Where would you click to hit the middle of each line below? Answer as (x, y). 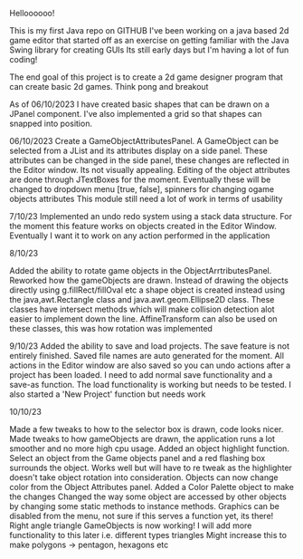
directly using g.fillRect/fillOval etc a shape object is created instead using (147, 290)
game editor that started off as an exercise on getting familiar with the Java (149, 40)
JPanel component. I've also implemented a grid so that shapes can (136, 114)
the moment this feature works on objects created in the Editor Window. (143, 226)
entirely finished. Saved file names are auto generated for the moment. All (147, 356)
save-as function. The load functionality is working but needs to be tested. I (151, 385)
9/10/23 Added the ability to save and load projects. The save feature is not (149, 346)
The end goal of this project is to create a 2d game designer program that (146, 77)
